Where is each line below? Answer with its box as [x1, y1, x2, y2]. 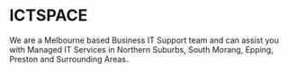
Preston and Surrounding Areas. [9, 53, 129, 64]
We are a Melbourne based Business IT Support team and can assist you [9, 35, 279, 45]
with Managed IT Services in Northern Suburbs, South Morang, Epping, [9, 44, 274, 54]
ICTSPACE [9, 5, 88, 26]
